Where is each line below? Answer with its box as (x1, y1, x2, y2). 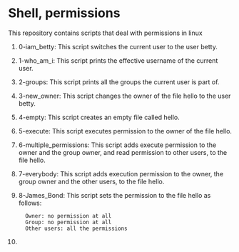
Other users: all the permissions (25, 225, 128, 232)
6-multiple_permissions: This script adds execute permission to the (18, 141, 217, 149)
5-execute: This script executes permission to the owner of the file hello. (18, 126, 233, 135)
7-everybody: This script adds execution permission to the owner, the (18, 169, 224, 178)
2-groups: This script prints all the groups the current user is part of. (18, 77, 220, 86)
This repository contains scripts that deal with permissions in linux (8, 29, 203, 37)
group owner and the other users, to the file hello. (18, 177, 165, 186)
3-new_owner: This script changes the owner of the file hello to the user (18, 91, 231, 100)
